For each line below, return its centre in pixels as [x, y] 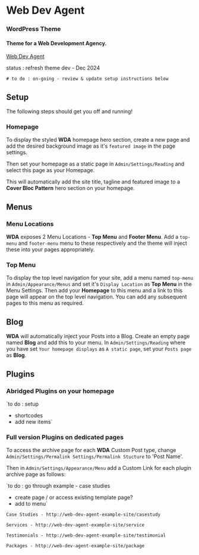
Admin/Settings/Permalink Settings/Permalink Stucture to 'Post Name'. [95, 457]
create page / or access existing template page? [74, 497]
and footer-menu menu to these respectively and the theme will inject [102, 243]
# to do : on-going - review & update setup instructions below [87, 79]
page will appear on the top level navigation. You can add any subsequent [97, 297]
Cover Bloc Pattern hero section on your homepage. [70, 188]
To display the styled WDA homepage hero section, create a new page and [98, 140]
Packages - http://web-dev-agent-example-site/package [75, 546]
